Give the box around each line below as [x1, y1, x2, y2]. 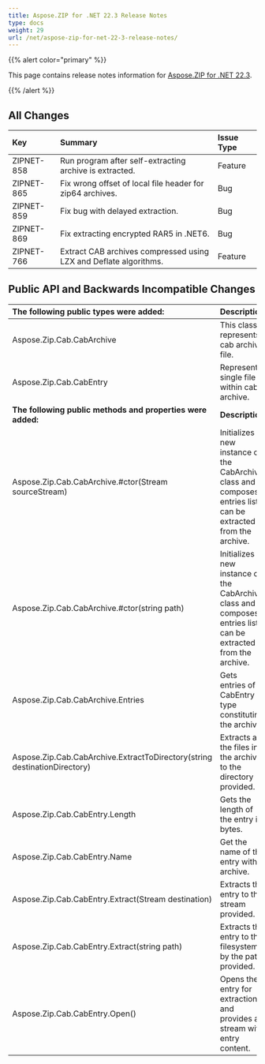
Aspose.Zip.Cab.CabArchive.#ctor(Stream [12, 476, 168, 487]
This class [219, 319, 258, 330]
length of [219, 804, 254, 815]
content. [219, 1043, 251, 1054]
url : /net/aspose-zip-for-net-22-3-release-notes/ [8, 33, 178, 42]
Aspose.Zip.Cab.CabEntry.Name [12, 851, 132, 862]
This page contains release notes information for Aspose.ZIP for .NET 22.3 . [8, 70, 252, 80]
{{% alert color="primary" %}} [8, 55, 107, 65]
